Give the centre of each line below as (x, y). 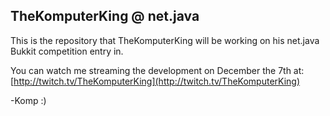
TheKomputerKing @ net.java (105, 16)
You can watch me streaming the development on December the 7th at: (157, 70)
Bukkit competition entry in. (67, 51)
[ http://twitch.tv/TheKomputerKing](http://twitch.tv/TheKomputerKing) (155, 81)
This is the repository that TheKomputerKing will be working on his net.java (165, 40)
